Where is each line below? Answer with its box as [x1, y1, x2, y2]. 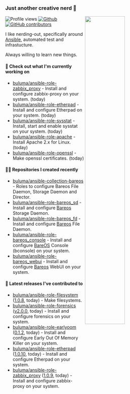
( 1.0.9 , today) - [41, 372, 72, 378]
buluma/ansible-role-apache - [12, 133, 76, 139]
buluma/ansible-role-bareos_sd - [12, 199, 82, 205]
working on [5, 68, 30, 75]
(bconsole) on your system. [12, 248, 70, 254]
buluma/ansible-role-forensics [12, 303, 76, 309]
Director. [12, 194, 31, 200]
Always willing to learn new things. [5, 52, 77, 58]
